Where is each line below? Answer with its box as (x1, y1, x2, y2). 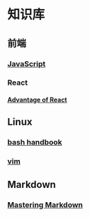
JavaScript (7, 58, 46, 68)
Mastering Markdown (7, 200, 84, 210)
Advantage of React (7, 95, 67, 104)
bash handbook (7, 137, 62, 147)
